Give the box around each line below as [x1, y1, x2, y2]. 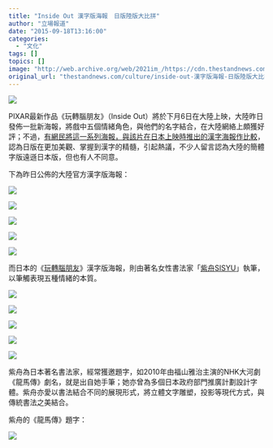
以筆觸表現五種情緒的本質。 [8, 273, 102, 283]
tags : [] [8, 50, 38, 58]
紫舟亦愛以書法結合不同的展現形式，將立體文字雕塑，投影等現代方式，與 [22, 387, 265, 397]
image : [8, 65, 31, 73]
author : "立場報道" [8, 20, 70, 28]
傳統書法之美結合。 [8, 397, 73, 407]
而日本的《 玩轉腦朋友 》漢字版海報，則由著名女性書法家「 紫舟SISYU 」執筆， [8, 262, 265, 273]
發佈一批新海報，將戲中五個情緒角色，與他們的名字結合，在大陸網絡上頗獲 [8, 121, 258, 131]
